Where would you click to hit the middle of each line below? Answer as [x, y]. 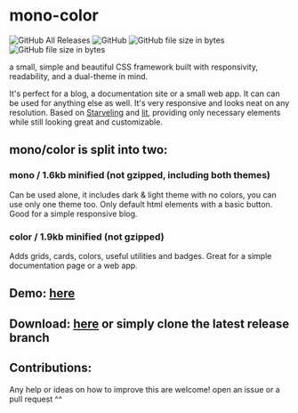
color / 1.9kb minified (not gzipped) [87, 237]
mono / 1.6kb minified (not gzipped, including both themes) [140, 175]
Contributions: [50, 368]
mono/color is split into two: [89, 150]
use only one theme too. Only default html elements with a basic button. [141, 204]
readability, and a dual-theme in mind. [79, 76]
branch [30, 338]
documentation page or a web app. [73, 265]
